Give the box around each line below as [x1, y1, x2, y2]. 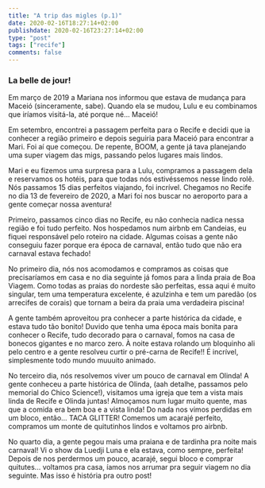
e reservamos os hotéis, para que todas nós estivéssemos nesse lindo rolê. [8, 174, 255, 184]
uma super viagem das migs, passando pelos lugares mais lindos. [8, 150, 224, 160]
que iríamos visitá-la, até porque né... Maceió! [8, 110, 159, 119]
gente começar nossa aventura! [8, 199, 113, 209]
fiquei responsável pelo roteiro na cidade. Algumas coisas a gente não [8, 232, 238, 242]
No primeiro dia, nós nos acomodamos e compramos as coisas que [8, 264, 229, 274]
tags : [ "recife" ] [8, 41, 66, 49]
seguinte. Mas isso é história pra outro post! [8, 471, 152, 481]
